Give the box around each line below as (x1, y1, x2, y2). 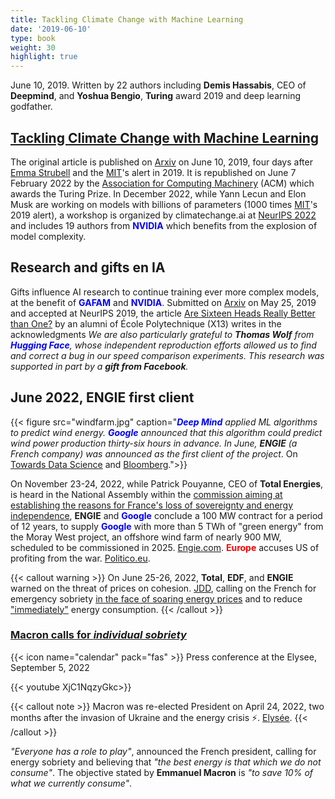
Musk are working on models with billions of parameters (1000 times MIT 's (10, 198, 318, 210)
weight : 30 (10, 42, 56, 53)
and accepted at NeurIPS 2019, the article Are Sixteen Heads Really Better (10, 307, 316, 319)
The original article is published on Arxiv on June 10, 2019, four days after (10, 156, 313, 168)
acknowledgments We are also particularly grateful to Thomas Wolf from (10, 328, 315, 340)
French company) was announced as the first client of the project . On (10, 447, 298, 460)
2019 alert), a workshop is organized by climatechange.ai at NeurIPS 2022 (10, 209, 317, 221)
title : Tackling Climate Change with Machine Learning (10, 14, 244, 25)
